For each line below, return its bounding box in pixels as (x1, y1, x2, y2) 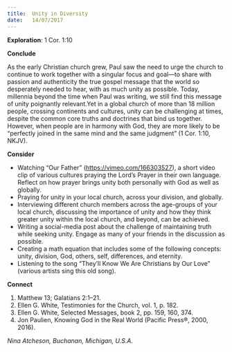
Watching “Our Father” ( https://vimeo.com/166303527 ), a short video (17, 163, 216, 171)
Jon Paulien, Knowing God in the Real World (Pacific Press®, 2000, (17, 315, 208, 324)
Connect (7, 280, 33, 288)
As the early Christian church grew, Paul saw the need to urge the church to (7, 62, 224, 71)
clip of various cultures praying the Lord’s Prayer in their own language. (17, 171, 222, 179)
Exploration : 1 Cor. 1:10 (7, 35, 73, 44)
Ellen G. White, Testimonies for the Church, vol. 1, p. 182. (17, 301, 179, 309)
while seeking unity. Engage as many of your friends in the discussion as (17, 230, 225, 238)
